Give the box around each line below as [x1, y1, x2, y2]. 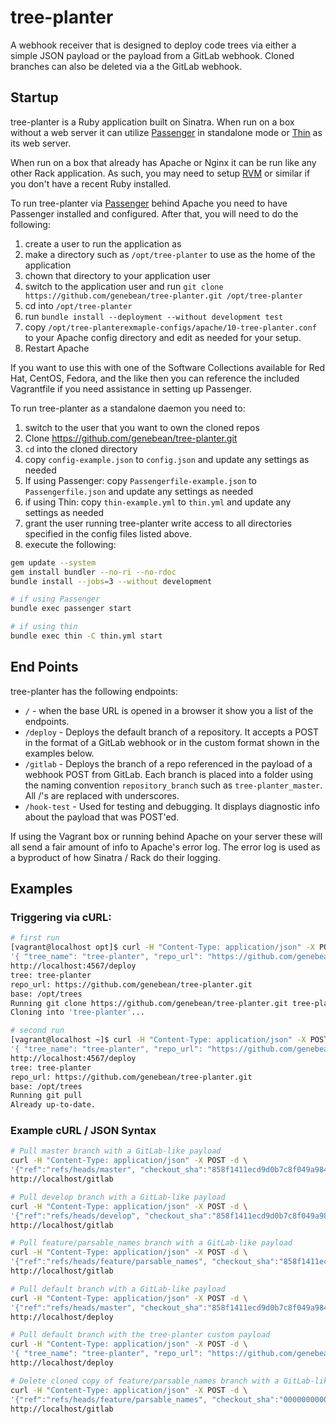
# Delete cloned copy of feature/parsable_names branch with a [10, 1376, 280, 1386]
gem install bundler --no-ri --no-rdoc [10, 567, 177, 577]
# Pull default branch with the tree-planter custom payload [10, 1330, 271, 1340]
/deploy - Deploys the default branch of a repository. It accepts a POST [24, 726, 319, 738]
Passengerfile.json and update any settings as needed [24, 485, 254, 497]
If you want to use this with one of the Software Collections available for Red [10, 361, 325, 373]
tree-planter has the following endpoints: [10, 685, 178, 697]
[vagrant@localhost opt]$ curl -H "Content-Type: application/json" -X [10, 942, 315, 953]
